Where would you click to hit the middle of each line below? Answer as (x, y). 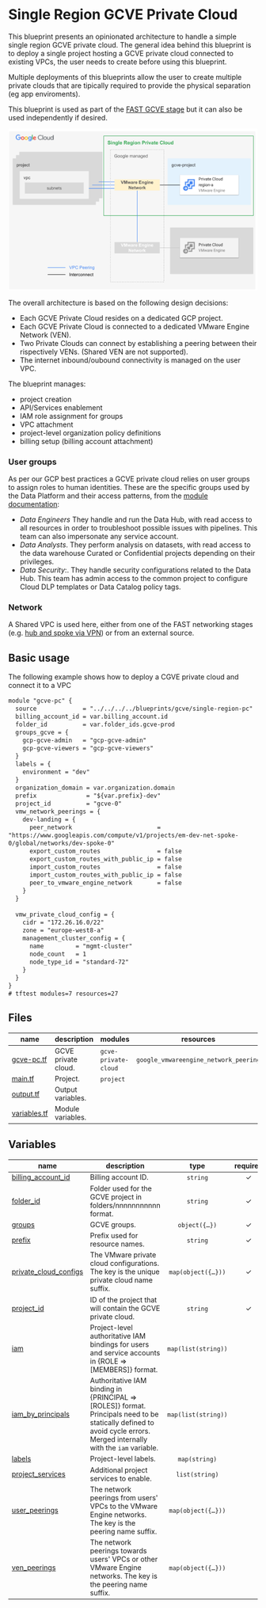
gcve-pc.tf (29, 1059)
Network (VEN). (45, 335)
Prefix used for (114, 1236)
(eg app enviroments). (44, 93)
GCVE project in (116, 1196)
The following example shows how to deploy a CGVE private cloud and (123, 677)
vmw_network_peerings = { (58, 812)
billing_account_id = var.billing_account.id (92, 717)
